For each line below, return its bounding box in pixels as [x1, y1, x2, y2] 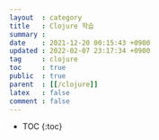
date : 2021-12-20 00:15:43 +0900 [9, 38, 151, 48]
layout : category [9, 13, 83, 22]
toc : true [9, 64, 66, 73]
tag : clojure [9, 55, 78, 64]
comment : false [9, 96, 70, 106]
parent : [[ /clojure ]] [9, 80, 99, 89]
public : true [9, 72, 66, 81]
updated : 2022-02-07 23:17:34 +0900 [9, 47, 151, 56]
